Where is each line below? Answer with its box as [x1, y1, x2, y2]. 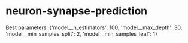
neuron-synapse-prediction [5, 4, 148, 18]
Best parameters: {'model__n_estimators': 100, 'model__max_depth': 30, [5, 24, 183, 31]
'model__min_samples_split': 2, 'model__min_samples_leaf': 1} [5, 30, 157, 37]
